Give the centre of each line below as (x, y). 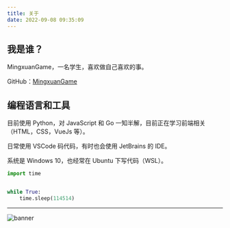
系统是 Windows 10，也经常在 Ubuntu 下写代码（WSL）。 (87, 161)
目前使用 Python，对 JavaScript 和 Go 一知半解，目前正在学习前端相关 (106, 123)
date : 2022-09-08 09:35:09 (46, 20)
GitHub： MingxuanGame (42, 81)
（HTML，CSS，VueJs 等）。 (48, 131)
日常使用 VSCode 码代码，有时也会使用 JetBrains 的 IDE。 (89, 146)
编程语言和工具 (39, 105)
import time (24, 174)
